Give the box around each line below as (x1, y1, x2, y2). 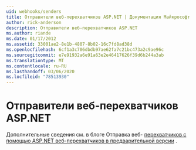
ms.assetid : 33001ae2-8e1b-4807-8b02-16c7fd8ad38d (6, 42, 133, 47)
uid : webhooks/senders (6, 8, 62, 15)
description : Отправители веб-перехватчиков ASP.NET (6, 25, 138, 31)
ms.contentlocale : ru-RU (6, 63, 67, 69)
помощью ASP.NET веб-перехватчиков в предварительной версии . (6, 137, 177, 144)
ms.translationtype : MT (6, 57, 65, 63)
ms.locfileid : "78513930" (6, 74, 69, 80)
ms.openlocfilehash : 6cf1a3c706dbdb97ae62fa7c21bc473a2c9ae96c (6, 47, 164, 53)
